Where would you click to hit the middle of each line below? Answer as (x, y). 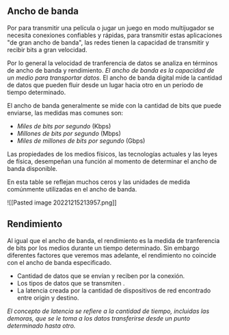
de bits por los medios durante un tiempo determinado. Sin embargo (103, 248)
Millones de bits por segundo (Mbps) (69, 133)
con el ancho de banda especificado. (59, 262)
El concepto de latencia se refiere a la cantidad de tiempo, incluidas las (108, 311)
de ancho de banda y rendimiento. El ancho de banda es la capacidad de (111, 70)
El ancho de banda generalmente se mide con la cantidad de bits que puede (114, 105)
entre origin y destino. (48, 297)
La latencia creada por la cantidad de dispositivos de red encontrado (114, 290)
